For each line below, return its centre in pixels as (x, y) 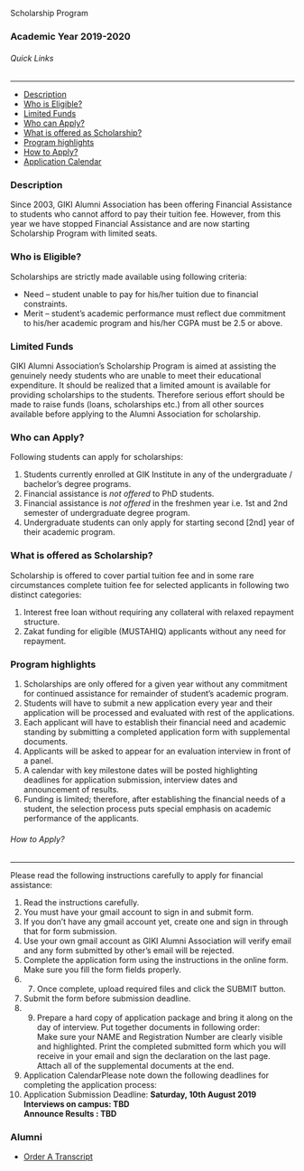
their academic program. (69, 532)
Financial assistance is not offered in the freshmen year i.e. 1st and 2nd (155, 503)
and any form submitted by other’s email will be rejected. (129, 951)
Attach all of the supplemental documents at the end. (135, 1066)
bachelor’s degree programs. (77, 484)
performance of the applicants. (81, 818)
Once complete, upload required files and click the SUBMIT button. (161, 989)
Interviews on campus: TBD (76, 1104)
